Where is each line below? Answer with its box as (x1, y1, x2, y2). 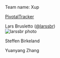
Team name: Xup (5, 4, 40, 10)
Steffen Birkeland (5, 38, 40, 44)
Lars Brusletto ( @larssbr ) (5, 23, 56, 29)
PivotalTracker (5, 14, 34, 19)
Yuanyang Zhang (5, 48, 40, 53)
